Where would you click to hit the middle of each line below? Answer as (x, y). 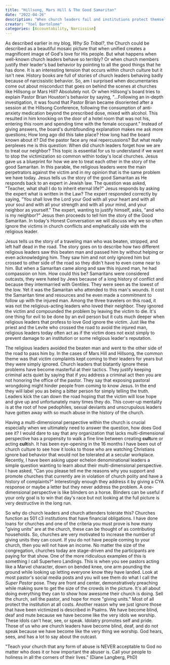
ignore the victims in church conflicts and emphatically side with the (76, 226)
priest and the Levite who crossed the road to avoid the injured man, (76, 328)
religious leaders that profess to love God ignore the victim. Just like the (80, 322)
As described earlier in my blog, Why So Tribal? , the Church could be (77, 43)
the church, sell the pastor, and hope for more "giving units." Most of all (80, 599)
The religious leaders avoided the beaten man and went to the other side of (84, 348)
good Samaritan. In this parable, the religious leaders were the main (76, 167)
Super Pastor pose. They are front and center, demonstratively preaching (82, 583)
